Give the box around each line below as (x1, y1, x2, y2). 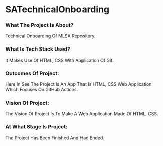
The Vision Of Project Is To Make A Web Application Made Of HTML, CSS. (5, 111, 158, 117)
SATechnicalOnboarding (5, 4, 110, 15)
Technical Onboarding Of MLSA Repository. (5, 33, 96, 39)
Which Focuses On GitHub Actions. (5, 87, 78, 93)
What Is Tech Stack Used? (5, 45, 70, 53)
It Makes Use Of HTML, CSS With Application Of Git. (5, 57, 114, 63)
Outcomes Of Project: (5, 70, 59, 77)
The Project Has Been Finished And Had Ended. (5, 135, 105, 141)
